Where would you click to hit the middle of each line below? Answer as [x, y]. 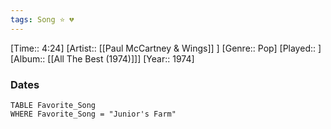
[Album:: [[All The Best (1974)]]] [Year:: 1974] [102, 58]
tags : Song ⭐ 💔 [42, 19]
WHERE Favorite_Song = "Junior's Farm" [93, 114]
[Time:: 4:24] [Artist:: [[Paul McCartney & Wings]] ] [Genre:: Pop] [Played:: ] [166, 48]
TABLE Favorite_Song [53, 105]
